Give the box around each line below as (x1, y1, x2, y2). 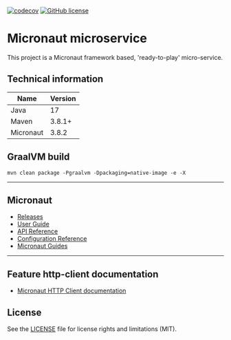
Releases (16, 213, 43, 221)
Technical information (7, 73, 104, 85)
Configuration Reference (16, 235, 87, 243)
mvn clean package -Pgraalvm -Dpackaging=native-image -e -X (7, 169, 186, 176)
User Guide (16, 220, 49, 229)
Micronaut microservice (7, 31, 148, 46)
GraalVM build (7, 151, 70, 163)
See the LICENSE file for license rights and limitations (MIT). (7, 325, 177, 333)
